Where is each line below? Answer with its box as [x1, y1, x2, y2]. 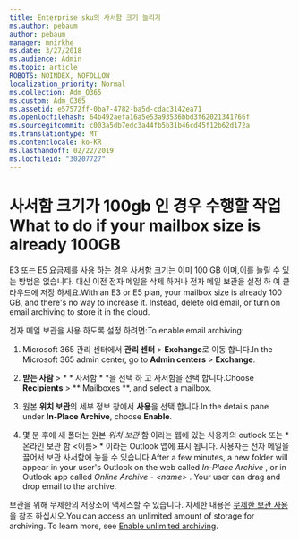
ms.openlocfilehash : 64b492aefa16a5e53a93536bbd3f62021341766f [9, 113, 251, 122]
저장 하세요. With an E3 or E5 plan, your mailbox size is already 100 [39, 287, 283, 298]
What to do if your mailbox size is [9, 215, 261, 235]
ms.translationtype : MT [9, 130, 98, 139]
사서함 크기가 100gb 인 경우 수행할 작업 [9, 196, 282, 215]
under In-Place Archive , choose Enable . [21, 411, 173, 422]
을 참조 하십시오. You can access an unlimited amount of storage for [9, 510, 255, 521]
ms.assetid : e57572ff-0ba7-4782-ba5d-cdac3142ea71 [9, 105, 202, 114]
